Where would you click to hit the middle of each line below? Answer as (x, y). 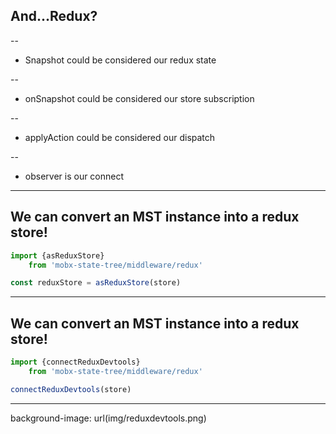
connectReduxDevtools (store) (71, 389)
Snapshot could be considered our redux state (120, 60)
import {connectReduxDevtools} (75, 362)
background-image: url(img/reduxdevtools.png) (108, 418)
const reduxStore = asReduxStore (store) (96, 283)
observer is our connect (74, 176)
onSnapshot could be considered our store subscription (139, 98)
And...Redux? (54, 16)
